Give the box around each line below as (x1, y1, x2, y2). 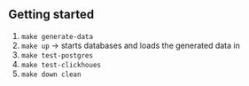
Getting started (8, 7, 95, 22)
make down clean (20, 70, 82, 79)
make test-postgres (20, 51, 94, 60)
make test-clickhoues (20, 60, 101, 69)
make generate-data (20, 32, 94, 41)
